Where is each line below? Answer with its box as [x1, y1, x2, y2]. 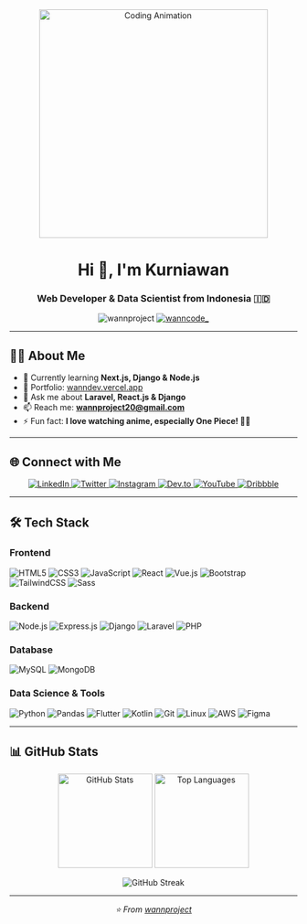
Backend [9, 600, 50, 612]
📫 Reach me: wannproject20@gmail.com [22, 402, 185, 413]
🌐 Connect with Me [9, 454, 122, 470]
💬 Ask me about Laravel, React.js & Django [22, 392, 186, 403]
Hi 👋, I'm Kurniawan [77, 260, 230, 281]
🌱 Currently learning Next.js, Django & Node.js [22, 372, 200, 383]
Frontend [9, 547, 51, 559]
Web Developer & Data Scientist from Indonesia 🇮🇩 [36, 292, 271, 305]
